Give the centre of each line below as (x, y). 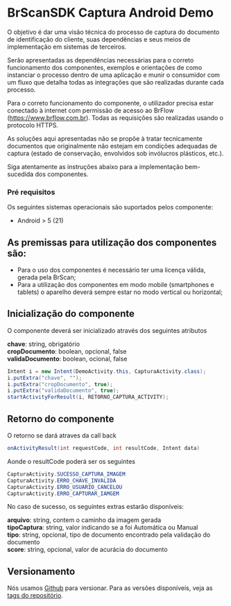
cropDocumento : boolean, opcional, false (67, 351)
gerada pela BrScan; (46, 277)
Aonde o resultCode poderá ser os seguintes (71, 461)
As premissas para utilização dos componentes (112, 242)
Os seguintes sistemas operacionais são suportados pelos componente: (110, 207)
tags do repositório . (35, 596)
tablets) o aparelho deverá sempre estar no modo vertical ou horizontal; (120, 292)
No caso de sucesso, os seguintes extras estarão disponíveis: (95, 507)
